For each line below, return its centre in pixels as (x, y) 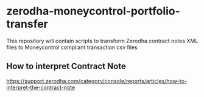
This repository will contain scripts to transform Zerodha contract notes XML (102, 41)
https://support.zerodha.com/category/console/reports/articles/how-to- (97, 81)
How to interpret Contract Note (66, 66)
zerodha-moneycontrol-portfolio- (93, 11)
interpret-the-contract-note (41, 87)
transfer (27, 24)
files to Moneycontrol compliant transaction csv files (72, 47)
